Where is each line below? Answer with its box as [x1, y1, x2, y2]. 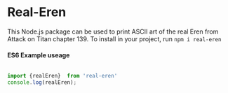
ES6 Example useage [7, 50, 70, 59]
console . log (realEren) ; [7, 79, 77, 86]
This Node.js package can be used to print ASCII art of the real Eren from [7, 27, 219, 36]
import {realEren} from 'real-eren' [7, 73, 118, 80]
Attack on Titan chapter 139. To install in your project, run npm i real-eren [7, 34, 222, 43]
